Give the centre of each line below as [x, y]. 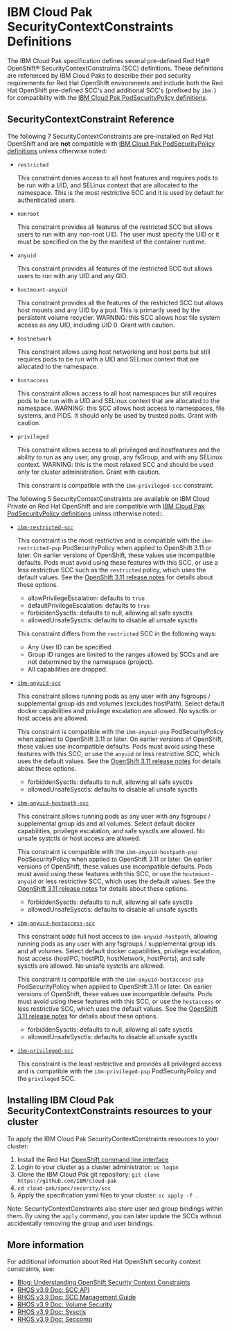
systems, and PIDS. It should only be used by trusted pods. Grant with [117, 415]
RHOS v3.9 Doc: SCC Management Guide [77, 1297]
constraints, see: [31, 1269]
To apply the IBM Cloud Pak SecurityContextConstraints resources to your [113, 1139]
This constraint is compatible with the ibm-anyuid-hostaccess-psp [110, 979]
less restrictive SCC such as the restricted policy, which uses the [111, 570]
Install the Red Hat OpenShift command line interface [93, 1159]
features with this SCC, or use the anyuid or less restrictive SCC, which [118, 753]
